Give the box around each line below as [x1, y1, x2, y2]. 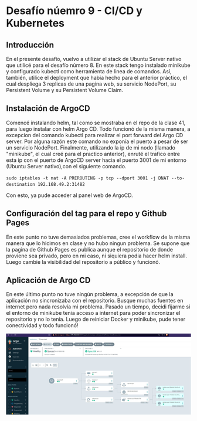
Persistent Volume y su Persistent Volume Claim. [6, 87, 124, 93]
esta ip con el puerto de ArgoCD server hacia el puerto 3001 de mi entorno [6, 157, 186, 164]
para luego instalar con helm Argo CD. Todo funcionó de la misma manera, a [6, 125, 191, 133]
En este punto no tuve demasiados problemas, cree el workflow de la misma [6, 233, 191, 240]
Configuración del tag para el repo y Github [6, 209, 167, 219]
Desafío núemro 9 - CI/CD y [6, 4, 142, 18]
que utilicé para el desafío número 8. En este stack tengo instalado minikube [6, 62, 191, 69]
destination [6, 181, 35, 187]
